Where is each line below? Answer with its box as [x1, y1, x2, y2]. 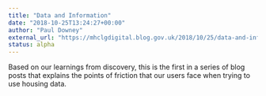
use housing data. [8, 79, 67, 89]
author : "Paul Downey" [8, 26, 83, 34]
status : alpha [8, 41, 55, 49]
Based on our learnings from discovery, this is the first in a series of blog [8, 62, 245, 72]
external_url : [8, 33, 55, 42]
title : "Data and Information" [8, 11, 112, 20]
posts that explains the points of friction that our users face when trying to [8, 71, 251, 80]
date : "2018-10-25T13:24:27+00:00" [8, 19, 126, 27]
